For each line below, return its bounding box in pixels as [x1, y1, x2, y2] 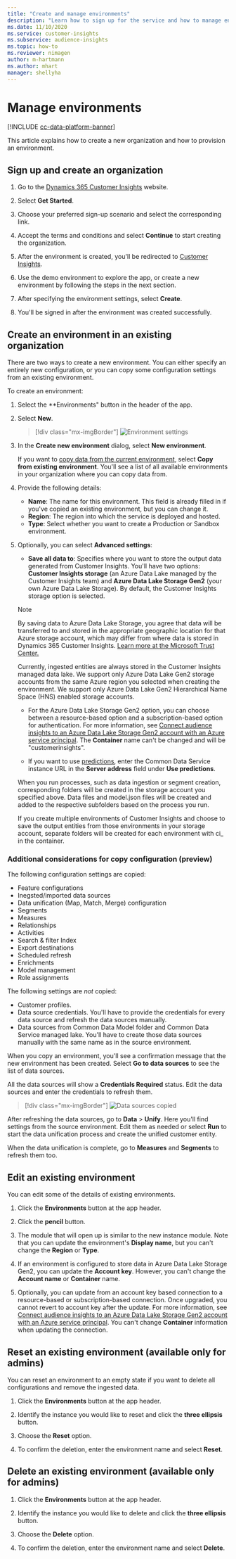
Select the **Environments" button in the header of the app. [17, 400, 193, 409]
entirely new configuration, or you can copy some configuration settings [7, 366, 216, 374]
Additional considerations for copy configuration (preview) [7, 854, 213, 864]
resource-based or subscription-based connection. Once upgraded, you [17, 1296, 228, 1304]
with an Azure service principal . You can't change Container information [17, 1318, 228, 1327]
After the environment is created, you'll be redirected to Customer [17, 253, 209, 261]
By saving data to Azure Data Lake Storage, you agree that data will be [17, 619, 223, 628]
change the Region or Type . [17, 1246, 100, 1254]
